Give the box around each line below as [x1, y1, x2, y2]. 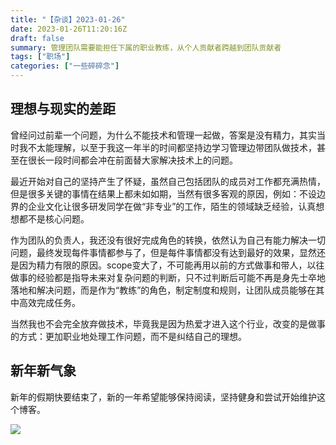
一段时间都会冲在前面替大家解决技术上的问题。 [44, 154, 238, 166]
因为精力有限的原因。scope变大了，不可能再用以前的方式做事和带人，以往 [18, 259, 325, 271]
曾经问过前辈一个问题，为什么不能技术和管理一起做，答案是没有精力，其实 [10, 129, 317, 141]
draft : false [10, 33, 65, 43]
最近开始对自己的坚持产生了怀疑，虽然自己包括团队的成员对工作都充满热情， [10, 175, 326, 187]
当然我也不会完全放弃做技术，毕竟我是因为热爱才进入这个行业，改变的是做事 [10, 317, 326, 330]
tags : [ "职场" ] [10, 52, 71, 62]
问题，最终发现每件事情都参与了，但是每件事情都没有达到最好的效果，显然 [10, 246, 317, 258]
